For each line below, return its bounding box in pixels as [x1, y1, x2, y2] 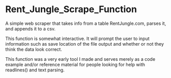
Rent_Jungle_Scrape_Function [5, 4, 137, 15]
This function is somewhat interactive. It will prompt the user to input [5, 35, 150, 42]
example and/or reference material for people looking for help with [5, 61, 145, 67]
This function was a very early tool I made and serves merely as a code [5, 56, 156, 62]
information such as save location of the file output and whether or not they [5, 41, 164, 47]
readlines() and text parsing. [5, 67, 65, 73]
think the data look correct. [5, 46, 62, 52]
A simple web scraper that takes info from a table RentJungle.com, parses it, [5, 20, 166, 26]
